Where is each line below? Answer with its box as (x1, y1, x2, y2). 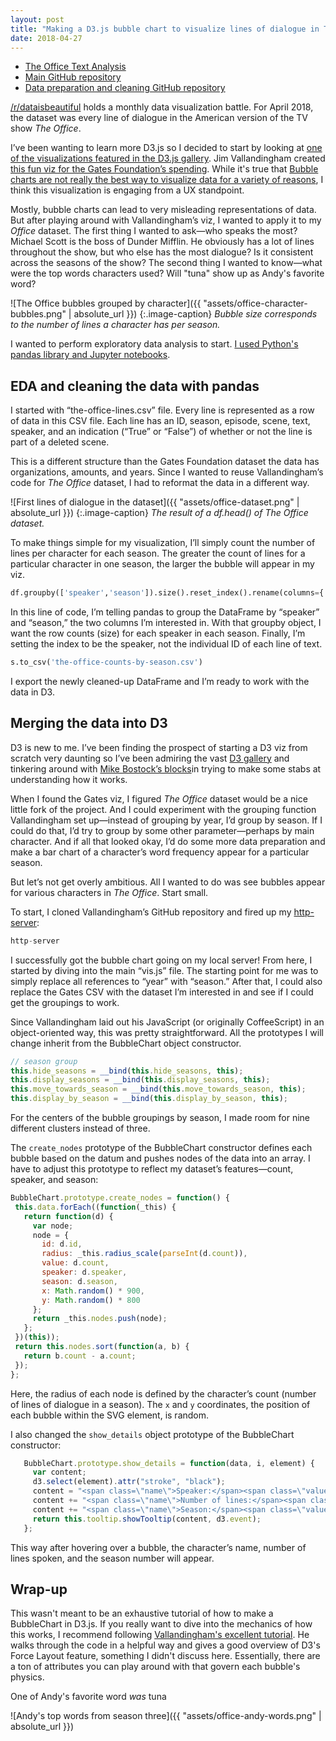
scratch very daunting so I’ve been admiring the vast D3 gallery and (10, 752, 290, 764)
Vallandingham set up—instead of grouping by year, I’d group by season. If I (10, 814, 323, 826)
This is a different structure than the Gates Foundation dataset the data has (10, 456, 320, 468)
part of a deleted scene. (10, 436, 110, 448)
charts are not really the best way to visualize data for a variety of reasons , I (10, 174, 324, 186)
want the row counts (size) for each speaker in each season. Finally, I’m (10, 627, 306, 640)
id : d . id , (41, 1239, 83, 1250)
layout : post (10, 14, 65, 25)
